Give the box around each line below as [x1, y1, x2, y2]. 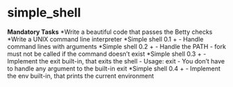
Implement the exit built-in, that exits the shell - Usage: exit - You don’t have [7, 57, 225, 65]
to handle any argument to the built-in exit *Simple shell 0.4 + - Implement [7, 64, 221, 72]
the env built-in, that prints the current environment [7, 71, 154, 80]
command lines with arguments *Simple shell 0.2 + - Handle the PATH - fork [7, 42, 226, 50]
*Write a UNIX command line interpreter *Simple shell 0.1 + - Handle [7, 35, 204, 43]
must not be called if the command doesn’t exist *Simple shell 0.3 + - [7, 50, 207, 58]
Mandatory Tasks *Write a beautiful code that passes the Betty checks [7, 28, 213, 36]
